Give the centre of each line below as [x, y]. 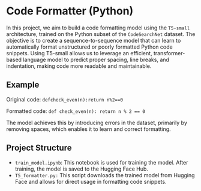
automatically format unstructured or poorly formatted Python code [89, 47]
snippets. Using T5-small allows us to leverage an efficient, [79, 53]
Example [23, 85]
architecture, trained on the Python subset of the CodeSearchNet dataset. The [101, 34]
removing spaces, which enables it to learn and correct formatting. [88, 129]
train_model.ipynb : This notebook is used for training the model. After [101, 162]
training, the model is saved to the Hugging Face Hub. [82, 169]
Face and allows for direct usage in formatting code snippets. [91, 181]
